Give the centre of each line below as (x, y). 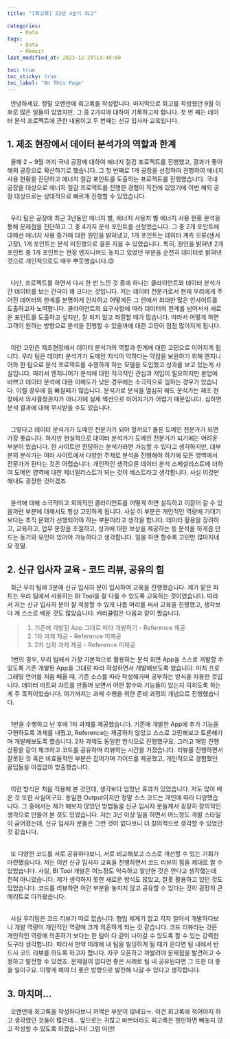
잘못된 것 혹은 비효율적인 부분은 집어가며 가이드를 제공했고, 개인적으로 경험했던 (113, 758)
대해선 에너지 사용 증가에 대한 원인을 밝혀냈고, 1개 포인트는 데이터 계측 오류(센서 (114, 235)
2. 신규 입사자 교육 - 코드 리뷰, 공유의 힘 (86, 569)
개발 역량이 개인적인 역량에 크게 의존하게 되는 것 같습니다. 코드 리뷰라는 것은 (116, 927)
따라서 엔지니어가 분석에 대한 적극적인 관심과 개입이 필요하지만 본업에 (125, 373)
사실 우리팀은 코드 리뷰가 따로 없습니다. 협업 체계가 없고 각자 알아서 (100, 919)
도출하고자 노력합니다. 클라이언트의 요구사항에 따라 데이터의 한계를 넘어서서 (108, 309)
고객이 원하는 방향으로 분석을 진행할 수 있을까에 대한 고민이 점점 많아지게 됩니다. (114, 326)
